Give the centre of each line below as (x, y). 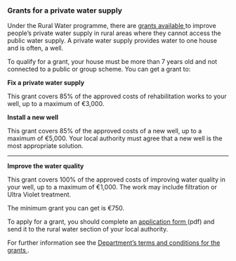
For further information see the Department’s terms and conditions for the (114, 243)
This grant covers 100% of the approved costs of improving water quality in (117, 180)
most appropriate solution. (45, 146)
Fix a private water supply (46, 83)
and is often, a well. (35, 48)
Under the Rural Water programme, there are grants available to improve (112, 26)
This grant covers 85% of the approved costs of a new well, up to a (105, 131)
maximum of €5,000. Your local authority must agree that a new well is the (115, 138)
